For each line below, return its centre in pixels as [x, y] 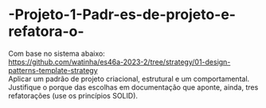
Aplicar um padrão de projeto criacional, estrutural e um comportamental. [129, 79]
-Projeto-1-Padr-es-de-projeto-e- [122, 15]
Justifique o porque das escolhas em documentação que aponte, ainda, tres [133, 87]
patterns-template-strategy [53, 70]
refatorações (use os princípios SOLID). [73, 95]
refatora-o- [47, 31]
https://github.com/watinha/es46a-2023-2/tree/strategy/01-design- [119, 62]
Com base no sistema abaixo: [57, 53]
